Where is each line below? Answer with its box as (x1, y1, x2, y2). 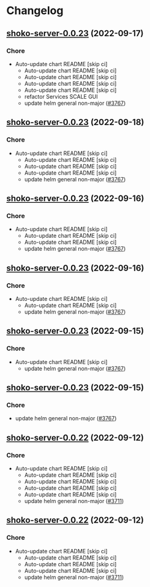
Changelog (6, 4, 64, 18)
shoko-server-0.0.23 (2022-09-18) (6, 117, 144, 127)
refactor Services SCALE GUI (24, 93, 98, 100)
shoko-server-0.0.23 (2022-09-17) (6, 28, 144, 39)
